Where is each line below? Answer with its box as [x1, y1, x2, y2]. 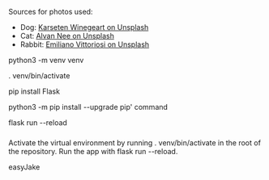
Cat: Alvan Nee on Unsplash [19, 31, 115, 40]
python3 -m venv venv [8, 56, 84, 65]
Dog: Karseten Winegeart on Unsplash [19, 23, 149, 31]
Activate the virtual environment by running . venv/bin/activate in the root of [8, 138, 262, 148]
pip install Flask [8, 86, 61, 96]
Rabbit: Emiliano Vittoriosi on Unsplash [19, 40, 150, 49]
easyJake [8, 162, 41, 172]
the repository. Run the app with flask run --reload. [8, 147, 178, 157]
